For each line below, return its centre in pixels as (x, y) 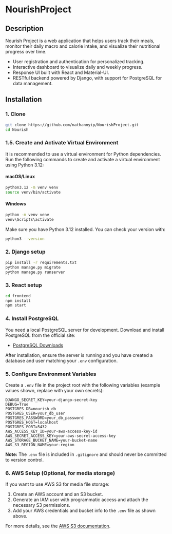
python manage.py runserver (35, 272)
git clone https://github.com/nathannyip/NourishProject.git (72, 125)
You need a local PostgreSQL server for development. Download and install (85, 330)
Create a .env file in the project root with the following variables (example (83, 385)
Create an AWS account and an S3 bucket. (58, 494)
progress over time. (26, 52)
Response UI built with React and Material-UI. (61, 72)
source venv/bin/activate (33, 192)
